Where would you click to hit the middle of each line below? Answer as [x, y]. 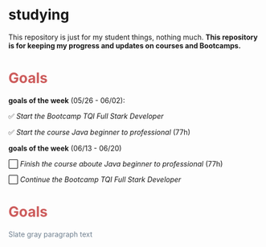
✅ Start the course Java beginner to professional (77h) [100, 132]
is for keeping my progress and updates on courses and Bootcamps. [125, 45]
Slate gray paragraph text [51, 234]
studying [39, 15]
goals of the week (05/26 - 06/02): [67, 100]
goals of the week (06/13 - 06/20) [65, 148]
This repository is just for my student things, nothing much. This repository [133, 37]
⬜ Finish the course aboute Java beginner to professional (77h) [116, 163]
